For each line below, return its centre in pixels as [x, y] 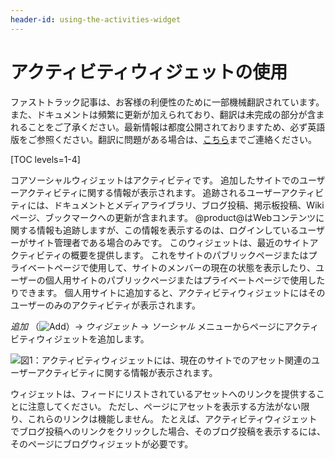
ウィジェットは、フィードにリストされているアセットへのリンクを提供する [163, 393]
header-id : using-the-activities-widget [96, 19]
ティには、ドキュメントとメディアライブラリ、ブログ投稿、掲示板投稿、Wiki [167, 205]
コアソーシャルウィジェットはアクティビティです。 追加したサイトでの [155, 180]
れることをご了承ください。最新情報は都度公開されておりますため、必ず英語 [168, 127]
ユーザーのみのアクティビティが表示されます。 [105, 305]
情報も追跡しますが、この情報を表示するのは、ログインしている [168, 230]
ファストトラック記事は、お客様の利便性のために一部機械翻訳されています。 [167, 102]
